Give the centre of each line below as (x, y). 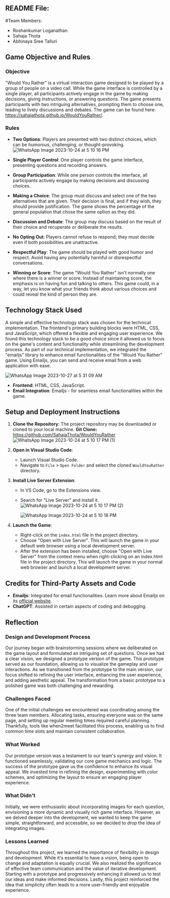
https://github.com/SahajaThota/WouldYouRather (64, 435)
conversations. (28, 263)
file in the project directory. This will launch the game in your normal (91, 562)
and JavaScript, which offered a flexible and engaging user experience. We (84, 333)
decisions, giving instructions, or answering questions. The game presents (83, 99)
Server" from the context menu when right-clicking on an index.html (91, 557)
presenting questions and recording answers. (60, 165)
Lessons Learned (27, 841)
